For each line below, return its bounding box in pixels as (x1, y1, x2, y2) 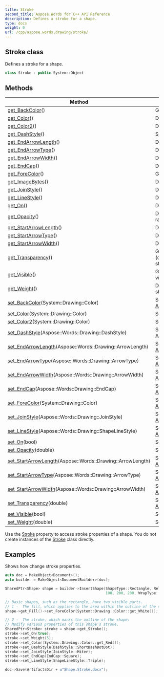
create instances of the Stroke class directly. (5, 536, 95, 542)
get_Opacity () (7, 213, 39, 220)
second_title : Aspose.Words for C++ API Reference (5, 12, 110, 17)
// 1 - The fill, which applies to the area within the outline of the (5, 604, 156, 609)
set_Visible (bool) (7, 510, 46, 517)
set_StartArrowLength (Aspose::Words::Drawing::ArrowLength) (7, 458, 151, 464)
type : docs (5, 21, 27, 26)
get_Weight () (7, 285, 38, 292)
